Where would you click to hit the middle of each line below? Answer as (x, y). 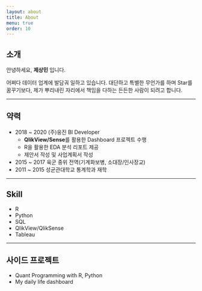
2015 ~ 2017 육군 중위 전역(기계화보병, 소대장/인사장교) (80, 162)
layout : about (24, 12)
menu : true (20, 23)
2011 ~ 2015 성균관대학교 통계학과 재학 (61, 169)
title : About (23, 17)
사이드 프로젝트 (33, 261)
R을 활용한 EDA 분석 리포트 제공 (61, 147)
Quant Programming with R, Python (59, 275)
